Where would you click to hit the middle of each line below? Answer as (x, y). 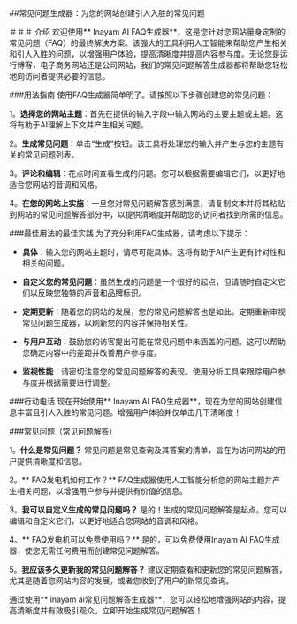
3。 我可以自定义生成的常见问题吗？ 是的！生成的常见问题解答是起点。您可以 (148, 510)
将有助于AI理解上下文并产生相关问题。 (79, 125)
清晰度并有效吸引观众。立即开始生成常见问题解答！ (110, 610)
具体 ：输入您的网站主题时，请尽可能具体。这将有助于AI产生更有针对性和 (153, 252)
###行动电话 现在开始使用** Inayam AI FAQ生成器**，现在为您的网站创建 (142, 401)
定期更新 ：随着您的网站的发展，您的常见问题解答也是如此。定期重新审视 (153, 312)
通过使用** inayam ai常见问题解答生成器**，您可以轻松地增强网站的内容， (144, 599)
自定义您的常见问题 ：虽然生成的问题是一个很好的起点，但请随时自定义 (150, 282)
